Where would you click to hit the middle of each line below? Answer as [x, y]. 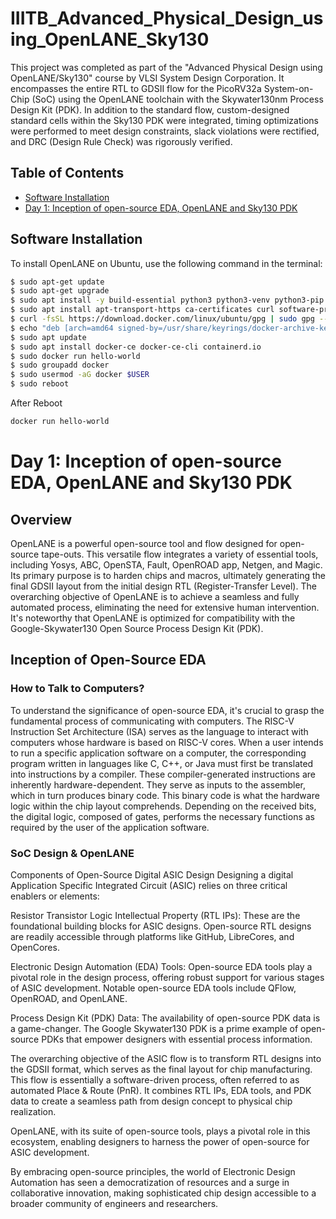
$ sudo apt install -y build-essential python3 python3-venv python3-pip [167, 300]
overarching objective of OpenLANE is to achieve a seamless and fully [155, 596]
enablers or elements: [55, 896]
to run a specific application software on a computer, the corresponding [158, 753]
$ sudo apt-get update [57, 282]
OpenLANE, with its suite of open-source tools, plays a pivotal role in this [160, 1131]
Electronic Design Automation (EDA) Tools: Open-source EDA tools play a [161, 966]
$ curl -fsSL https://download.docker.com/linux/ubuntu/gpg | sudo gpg [162, 319]
